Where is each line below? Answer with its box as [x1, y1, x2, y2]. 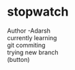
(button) [7, 55, 30, 63]
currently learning [7, 33, 57, 41]
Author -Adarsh [7, 27, 51, 35]
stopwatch [7, 4, 69, 20]
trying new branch [7, 48, 59, 56]
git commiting [7, 41, 46, 49]
